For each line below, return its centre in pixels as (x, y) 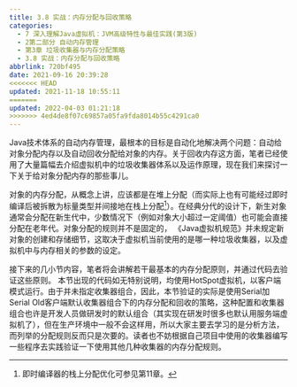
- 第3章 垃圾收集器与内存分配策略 (71, 50)
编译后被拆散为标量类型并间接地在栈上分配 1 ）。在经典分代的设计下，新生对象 (148, 205)
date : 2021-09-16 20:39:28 (59, 75)
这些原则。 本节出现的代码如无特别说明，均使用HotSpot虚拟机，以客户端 (148, 280)
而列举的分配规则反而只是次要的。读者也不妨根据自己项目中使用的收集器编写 (148, 335)
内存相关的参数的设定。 (82, 250)
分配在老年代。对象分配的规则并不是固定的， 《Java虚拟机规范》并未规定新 (147, 228)
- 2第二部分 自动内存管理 (58, 42)
